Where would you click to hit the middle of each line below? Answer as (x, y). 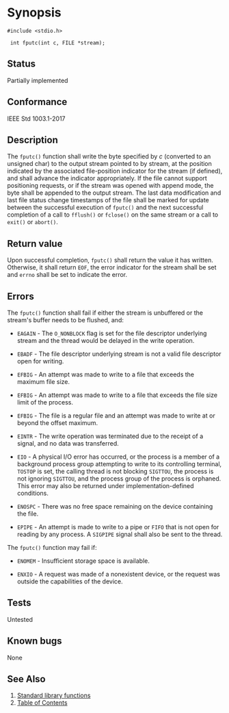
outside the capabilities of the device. (70, 581)
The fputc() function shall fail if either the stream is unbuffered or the (105, 313)
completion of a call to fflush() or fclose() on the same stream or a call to (113, 215)
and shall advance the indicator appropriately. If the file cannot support (107, 178)
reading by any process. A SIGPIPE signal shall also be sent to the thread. (120, 534)
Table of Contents (42, 703)
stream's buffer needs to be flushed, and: (66, 320)
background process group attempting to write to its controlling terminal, (119, 464)
